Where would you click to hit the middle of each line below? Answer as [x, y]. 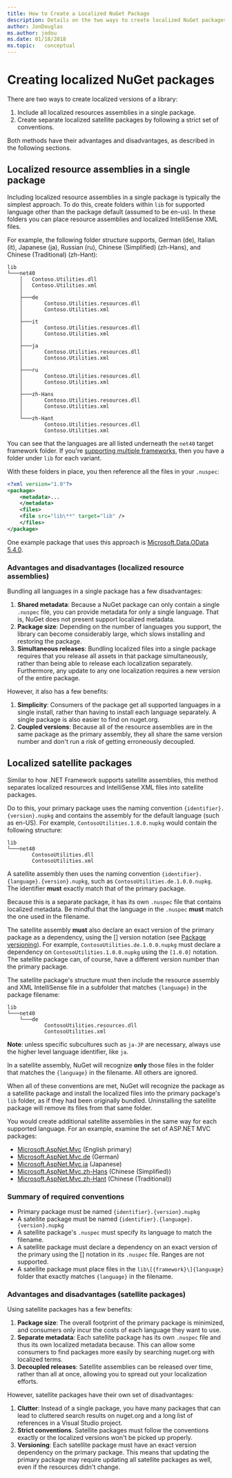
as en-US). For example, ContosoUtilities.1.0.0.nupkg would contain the [112, 823]
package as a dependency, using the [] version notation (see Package [107, 937]
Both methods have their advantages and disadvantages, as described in [111, 140]
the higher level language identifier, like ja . [68, 1051]
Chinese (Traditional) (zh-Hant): [52, 254]
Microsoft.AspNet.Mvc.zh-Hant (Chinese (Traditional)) [94, 1179]
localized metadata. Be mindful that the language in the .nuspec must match [115, 909]
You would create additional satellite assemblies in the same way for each [112, 1121]
